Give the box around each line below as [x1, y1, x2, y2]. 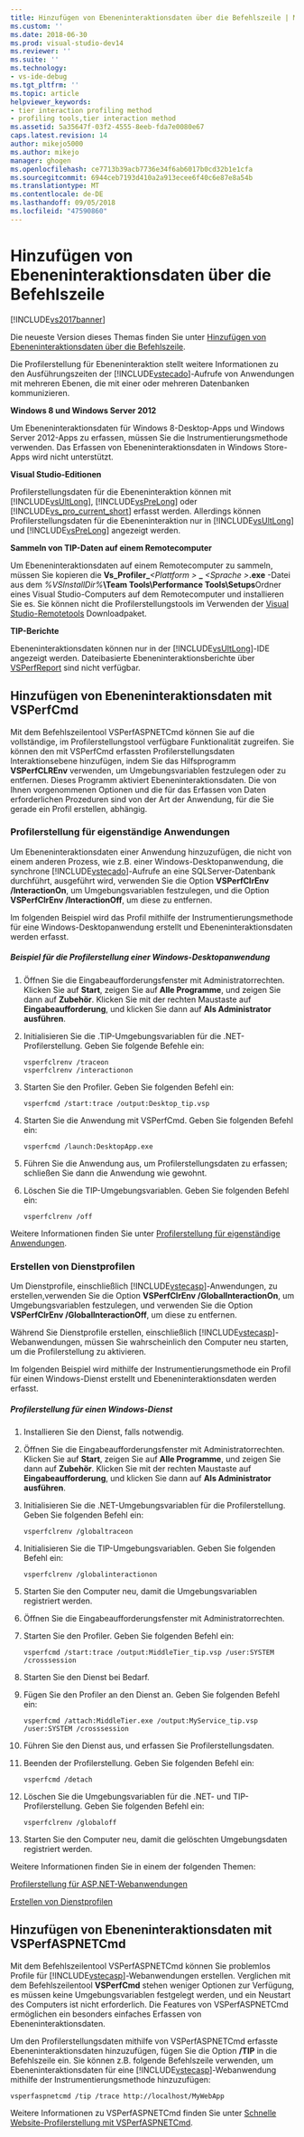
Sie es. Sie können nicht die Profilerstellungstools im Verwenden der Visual [10, 598, 290, 609]
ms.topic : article [10, 89, 79, 98]
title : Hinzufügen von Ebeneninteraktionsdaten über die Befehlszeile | [10, 13, 290, 23]
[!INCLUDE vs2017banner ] [10, 314, 106, 325]
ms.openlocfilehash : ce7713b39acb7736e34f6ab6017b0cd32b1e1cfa [10, 165, 253, 174]
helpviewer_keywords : [10, 97, 92, 107]
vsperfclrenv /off [23, 1212, 93, 1221]
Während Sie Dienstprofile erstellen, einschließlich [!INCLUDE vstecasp [10, 1327, 273, 1338]
